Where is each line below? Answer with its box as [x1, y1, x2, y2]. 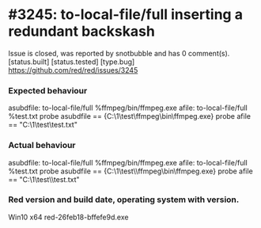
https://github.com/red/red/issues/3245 [8, 65, 138, 74]
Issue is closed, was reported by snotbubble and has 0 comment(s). [8, 48, 230, 58]
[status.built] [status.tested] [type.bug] [8, 57, 135, 66]
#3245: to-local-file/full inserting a [8, 6, 244, 24]
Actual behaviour [8, 140, 77, 151]
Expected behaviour [8, 85, 88, 96]
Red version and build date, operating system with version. [8, 194, 240, 205]
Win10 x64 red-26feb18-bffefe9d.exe [8, 212, 129, 222]
